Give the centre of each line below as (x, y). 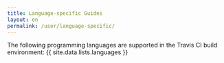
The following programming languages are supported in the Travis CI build (112, 45)
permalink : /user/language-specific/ (61, 26)
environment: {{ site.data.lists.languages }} (68, 52)
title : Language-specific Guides (55, 13)
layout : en (23, 20)
